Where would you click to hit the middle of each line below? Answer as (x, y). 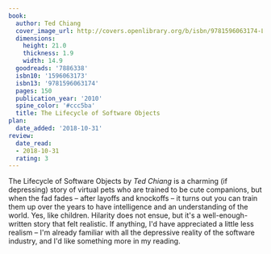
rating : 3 (32, 158)
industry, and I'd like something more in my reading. (94, 241)
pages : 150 (34, 91)
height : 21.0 (45, 46)
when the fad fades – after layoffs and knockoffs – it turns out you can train (133, 198)
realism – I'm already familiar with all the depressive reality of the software (132, 233)
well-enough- (225, 215)
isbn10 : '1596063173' (52, 76)
